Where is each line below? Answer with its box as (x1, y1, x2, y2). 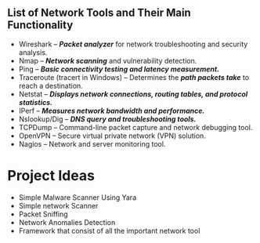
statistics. (18, 97, 52, 107)
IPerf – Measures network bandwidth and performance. (18, 106, 205, 115)
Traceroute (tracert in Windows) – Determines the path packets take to (18, 72, 250, 82)
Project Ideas (7, 167, 96, 184)
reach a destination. (18, 81, 83, 90)
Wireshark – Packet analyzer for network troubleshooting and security (18, 39, 248, 49)
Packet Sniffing (18, 209, 68, 219)
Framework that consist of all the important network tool (18, 226, 200, 235)
